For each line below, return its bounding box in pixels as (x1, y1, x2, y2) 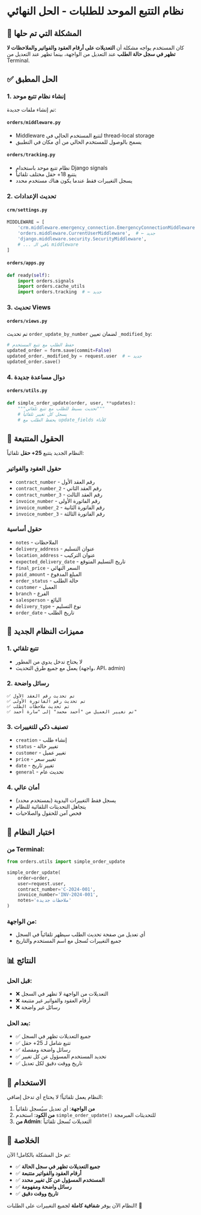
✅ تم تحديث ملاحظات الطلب (7, 703, 70, 710)
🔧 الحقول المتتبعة (7, 433, 64, 443)
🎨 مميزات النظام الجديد (7, 626, 84, 636)
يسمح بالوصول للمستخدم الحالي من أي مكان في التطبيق (15, 138, 142, 145)
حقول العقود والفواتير (7, 464, 62, 473)
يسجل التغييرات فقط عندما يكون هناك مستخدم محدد (15, 177, 133, 184)
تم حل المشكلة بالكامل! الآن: (7, 1151, 71, 1158)
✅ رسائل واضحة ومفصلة (15, 1046, 71, 1053)
